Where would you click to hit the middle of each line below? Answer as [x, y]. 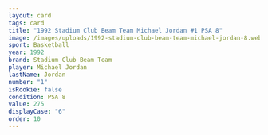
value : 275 [26, 104]
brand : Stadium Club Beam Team [60, 60]
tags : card [26, 23]
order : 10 [25, 119]
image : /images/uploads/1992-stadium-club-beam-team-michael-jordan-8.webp [137, 38]
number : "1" [28, 82]
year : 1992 [26, 52]
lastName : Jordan [37, 75]
